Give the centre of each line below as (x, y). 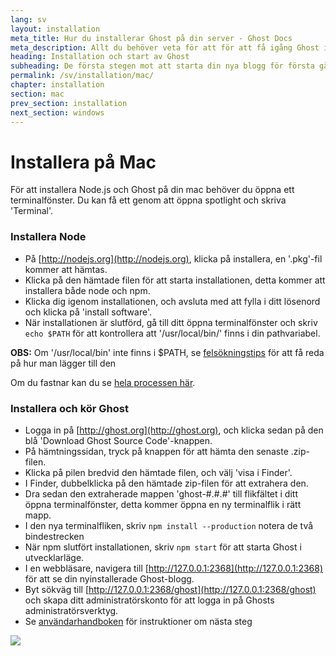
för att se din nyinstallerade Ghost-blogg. (109, 578)
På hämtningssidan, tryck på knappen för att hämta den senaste (156, 451)
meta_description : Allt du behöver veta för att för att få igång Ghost (165, 47)
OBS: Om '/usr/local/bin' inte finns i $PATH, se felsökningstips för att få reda (167, 352)
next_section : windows (57, 112)
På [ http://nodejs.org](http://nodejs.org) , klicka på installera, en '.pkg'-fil (173, 258)
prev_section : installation (69, 103)
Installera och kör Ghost (69, 408)
